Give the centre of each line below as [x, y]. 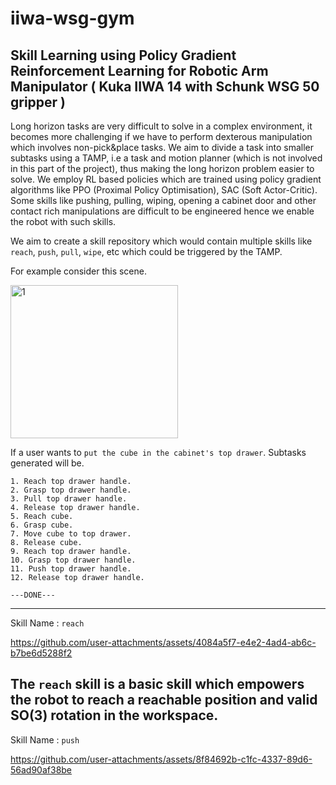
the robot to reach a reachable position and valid [164, 700]
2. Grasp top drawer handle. [71, 490]
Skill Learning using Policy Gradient [123, 55]
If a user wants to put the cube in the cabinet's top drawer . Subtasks [158, 452]
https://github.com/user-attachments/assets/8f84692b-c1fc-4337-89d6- [161, 759]
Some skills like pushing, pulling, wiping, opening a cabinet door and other [163, 200]
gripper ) [38, 102]
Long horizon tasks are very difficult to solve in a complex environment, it [161, 126]
